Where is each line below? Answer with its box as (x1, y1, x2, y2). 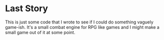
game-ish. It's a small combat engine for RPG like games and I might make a (5, 24, 160, 30)
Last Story (5, 3, 48, 14)
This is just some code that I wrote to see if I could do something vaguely (5, 19, 154, 25)
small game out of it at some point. (5, 29, 75, 35)
